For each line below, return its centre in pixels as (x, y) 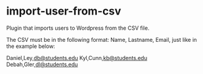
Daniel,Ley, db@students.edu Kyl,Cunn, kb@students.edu (77, 58)
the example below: (31, 46)
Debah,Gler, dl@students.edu (42, 64)
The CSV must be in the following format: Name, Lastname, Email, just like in (101, 39)
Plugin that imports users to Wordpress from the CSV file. (78, 28)
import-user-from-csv (64, 11)
